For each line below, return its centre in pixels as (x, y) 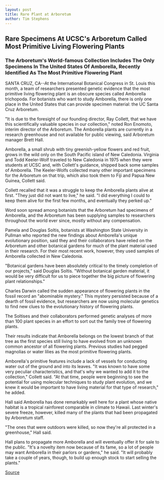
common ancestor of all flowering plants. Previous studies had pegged (76, 346)
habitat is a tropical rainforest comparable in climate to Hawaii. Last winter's (82, 407)
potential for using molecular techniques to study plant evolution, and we (79, 382)
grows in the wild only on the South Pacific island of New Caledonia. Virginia (82, 155)
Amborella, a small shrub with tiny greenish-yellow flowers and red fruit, (78, 149)
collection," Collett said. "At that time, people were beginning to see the (77, 377)
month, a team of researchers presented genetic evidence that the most (78, 88)
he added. (15, 393)
